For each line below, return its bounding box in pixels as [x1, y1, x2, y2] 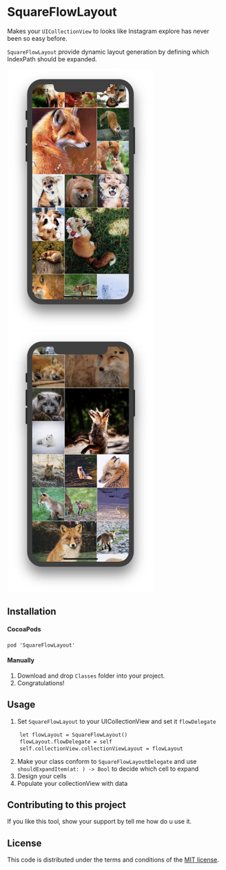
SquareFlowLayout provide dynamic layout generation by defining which [7, 48, 209, 56]
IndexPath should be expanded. [7, 54, 98, 63]
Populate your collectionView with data [17, 779, 128, 787]
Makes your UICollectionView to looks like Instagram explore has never [7, 27, 210, 35]
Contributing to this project [7, 799, 126, 811]
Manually [7, 656, 34, 665]
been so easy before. [7, 34, 68, 42]
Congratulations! [17, 678, 65, 687]
